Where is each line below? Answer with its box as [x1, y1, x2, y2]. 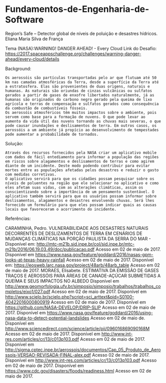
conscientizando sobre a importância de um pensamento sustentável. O [5, 189, 155, 194]
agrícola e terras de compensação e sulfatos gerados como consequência [5, 101, 159, 106]
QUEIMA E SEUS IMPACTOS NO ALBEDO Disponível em [5, 278, 119, 284]
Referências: [5, 215, 31, 221]
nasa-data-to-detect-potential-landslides [5, 315, 89, 321]
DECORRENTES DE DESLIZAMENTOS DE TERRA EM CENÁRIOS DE [5, 230, 143, 236]
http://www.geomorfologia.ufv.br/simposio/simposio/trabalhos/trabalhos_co [5, 283, 161, 289]
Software [5, 14, 44, 25]
